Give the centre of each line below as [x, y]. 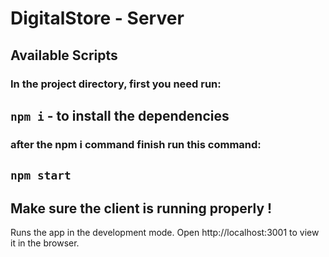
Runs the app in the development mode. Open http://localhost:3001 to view [165, 233]
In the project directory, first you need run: [116, 84]
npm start [41, 175]
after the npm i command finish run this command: [136, 144]
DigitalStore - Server [97, 18]
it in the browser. [45, 243]
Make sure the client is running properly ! [141, 208]
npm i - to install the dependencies [120, 115]
